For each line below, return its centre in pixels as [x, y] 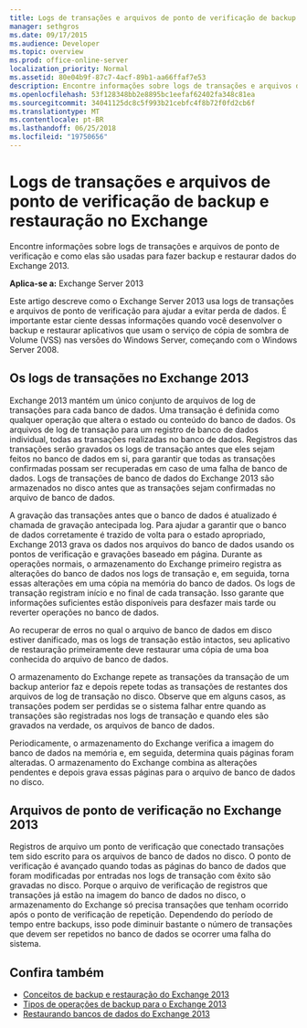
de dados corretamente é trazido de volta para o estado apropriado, [138, 535]
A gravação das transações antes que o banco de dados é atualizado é [143, 515]
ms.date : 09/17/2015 [49, 35]
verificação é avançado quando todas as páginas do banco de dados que [148, 866]
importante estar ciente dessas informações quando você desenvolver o [146, 320]
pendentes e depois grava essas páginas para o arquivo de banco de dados [153, 772]
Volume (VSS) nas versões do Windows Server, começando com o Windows [153, 340]
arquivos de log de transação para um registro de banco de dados [134, 429]
